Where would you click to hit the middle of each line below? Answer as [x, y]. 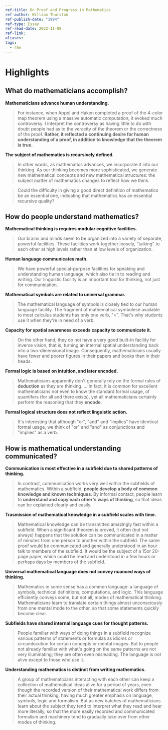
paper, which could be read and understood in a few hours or [93, 557]
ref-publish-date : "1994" [32, 19]
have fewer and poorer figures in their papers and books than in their [89, 356]
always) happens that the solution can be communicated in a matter [88, 535]
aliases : [14, 38]
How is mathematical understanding [63, 448]
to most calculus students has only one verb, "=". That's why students [90, 315]
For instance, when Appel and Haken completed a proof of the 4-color [90, 113]
